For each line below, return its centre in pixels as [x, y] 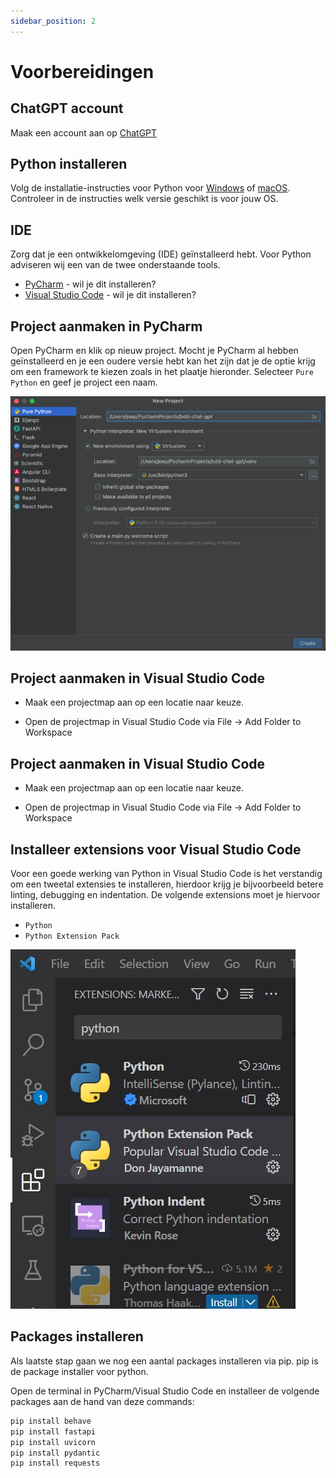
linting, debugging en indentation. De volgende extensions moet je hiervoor [165, 895]
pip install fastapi [53, 1431]
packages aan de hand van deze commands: [102, 1401]
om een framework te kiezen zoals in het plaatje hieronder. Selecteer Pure [162, 372]
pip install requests [55, 1463]
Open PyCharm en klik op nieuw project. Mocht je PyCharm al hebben [154, 351]
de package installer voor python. [79, 1371]
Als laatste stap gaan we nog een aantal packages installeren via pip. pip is [164, 1361]
